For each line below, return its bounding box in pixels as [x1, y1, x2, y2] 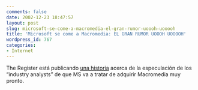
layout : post [6, 20, 39, 26]
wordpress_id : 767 [6, 37, 52, 43]
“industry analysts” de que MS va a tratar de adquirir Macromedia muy [6, 70, 181, 78]
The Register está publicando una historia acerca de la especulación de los [6, 64, 192, 71]
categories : [6, 43, 36, 49]
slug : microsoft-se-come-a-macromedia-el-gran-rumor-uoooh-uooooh [6, 25, 176, 32]
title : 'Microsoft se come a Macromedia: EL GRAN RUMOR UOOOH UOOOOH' [6, 31, 187, 37]
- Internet [6, 48, 34, 54]
